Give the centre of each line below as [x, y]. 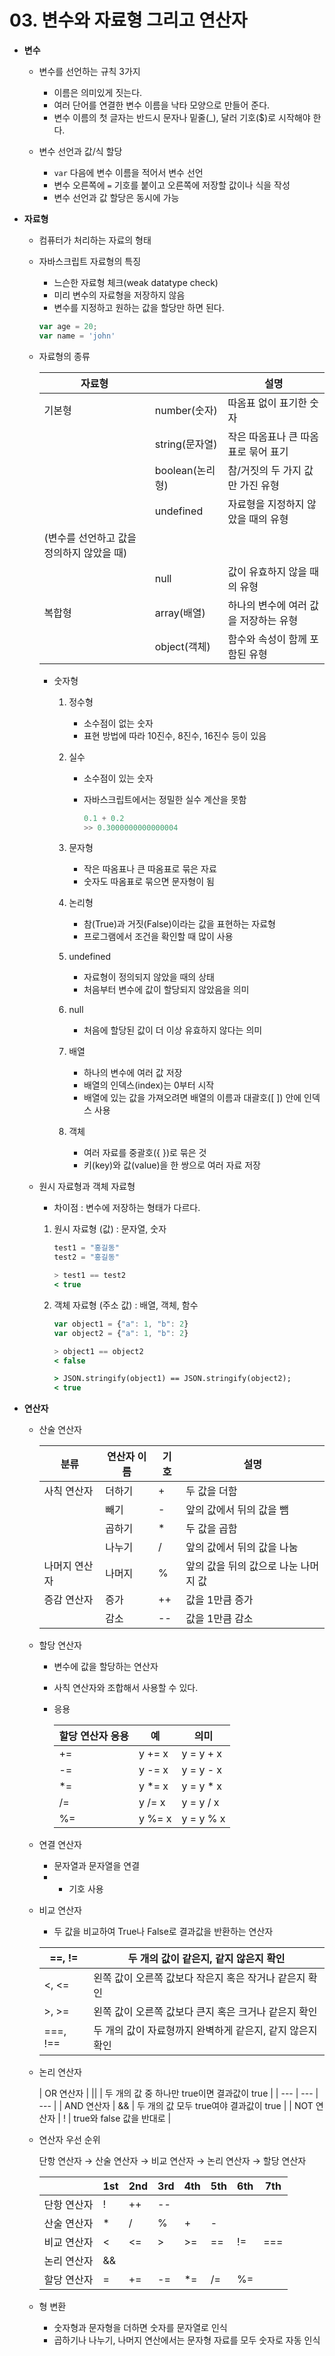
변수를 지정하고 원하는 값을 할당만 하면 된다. [139, 307]
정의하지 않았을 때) [85, 553]
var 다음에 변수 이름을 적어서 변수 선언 [128, 172]
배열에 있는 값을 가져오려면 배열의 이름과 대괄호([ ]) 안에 [192, 1098]
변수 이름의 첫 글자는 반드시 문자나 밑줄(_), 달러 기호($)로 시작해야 [182, 117]
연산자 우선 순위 [69, 2140]
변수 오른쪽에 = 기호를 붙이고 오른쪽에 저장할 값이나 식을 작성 [172, 185]
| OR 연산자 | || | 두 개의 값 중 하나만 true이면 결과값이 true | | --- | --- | [178, 2093]
